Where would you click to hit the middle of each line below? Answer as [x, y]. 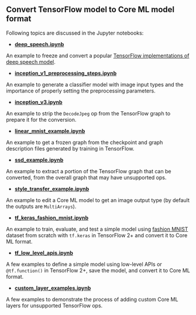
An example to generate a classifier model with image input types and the [95, 84]
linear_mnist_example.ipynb [50, 131]
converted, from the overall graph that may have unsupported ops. [86, 177]
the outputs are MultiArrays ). [41, 206]
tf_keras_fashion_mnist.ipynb [51, 218]
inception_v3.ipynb [38, 102]
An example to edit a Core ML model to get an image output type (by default [98, 200]
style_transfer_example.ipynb [52, 189]
